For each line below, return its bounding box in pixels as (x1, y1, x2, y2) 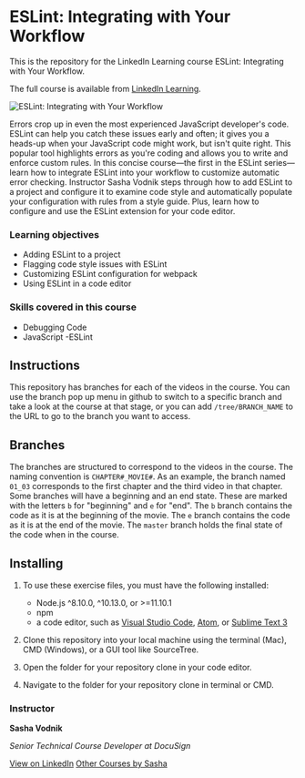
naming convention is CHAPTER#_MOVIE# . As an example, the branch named (9, 471, 286, 482)
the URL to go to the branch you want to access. (9, 411, 191, 422)
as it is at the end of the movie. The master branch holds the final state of (9, 519, 283, 530)
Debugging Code (22, 322, 87, 333)
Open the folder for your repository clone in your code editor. (22, 661, 252, 672)
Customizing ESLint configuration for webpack (22, 269, 198, 280)
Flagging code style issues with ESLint (22, 259, 168, 270)
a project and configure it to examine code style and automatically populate (9, 186, 293, 197)
